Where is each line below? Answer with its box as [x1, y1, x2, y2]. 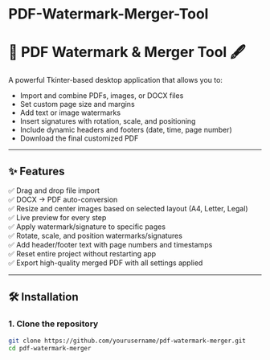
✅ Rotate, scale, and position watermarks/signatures [8, 231, 183, 240]
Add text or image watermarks [19, 108, 121, 117]
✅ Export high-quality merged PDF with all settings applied [8, 258, 203, 268]
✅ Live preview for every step [8, 212, 107, 222]
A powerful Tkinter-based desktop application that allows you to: [8, 76, 223, 85]
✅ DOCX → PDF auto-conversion [8, 194, 118, 204]
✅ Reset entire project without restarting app [8, 248, 157, 258]
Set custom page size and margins [19, 100, 135, 109]
